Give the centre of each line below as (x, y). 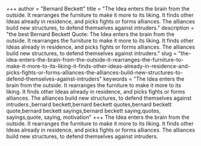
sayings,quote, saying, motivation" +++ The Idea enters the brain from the (98, 117)
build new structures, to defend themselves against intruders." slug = (91, 53)
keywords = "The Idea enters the (144, 79)
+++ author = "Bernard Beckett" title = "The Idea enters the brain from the (98, 9)
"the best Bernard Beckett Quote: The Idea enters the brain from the (91, 34)
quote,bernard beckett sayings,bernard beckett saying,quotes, (83, 111)
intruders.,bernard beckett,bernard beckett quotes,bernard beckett (89, 104)
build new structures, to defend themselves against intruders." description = (100, 28)
